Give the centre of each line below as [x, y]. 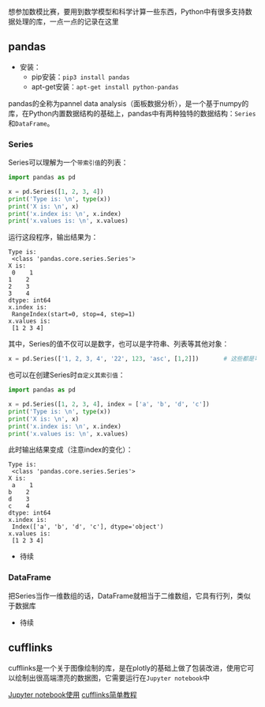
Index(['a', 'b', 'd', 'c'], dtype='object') [88, 527]
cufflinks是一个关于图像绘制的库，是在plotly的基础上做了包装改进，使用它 [128, 667]
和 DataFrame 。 [31, 123]
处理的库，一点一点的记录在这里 [67, 21]
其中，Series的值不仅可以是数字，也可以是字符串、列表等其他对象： [119, 344]
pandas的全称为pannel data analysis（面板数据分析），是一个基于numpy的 [129, 103]
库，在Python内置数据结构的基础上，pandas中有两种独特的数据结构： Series [132, 113]
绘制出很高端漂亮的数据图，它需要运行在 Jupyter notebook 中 [112, 678]
